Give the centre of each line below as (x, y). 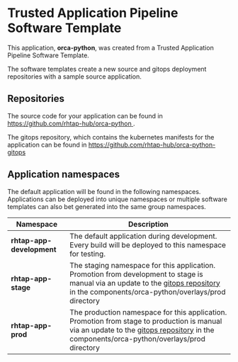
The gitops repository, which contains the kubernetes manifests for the (111, 137)
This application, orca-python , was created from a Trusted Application (110, 47)
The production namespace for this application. (148, 312)
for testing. (88, 254)
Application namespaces (64, 175)
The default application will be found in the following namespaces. (104, 191)
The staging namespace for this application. (143, 265)
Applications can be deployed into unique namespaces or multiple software (118, 199)
